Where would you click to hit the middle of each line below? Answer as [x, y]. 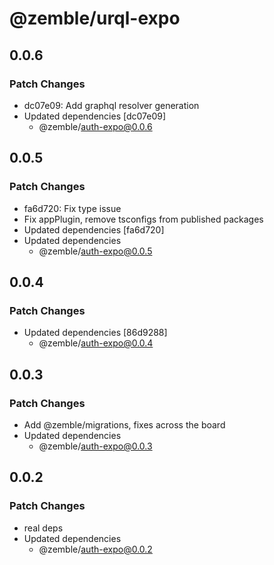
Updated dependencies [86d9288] [95, 333]
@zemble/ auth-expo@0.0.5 [95, 251]
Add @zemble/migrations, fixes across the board [124, 424]
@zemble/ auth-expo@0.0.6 [95, 126]
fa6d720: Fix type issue [72, 208]
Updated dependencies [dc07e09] [95, 116]
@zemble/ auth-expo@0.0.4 [96, 343]
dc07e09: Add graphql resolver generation [111, 105]
